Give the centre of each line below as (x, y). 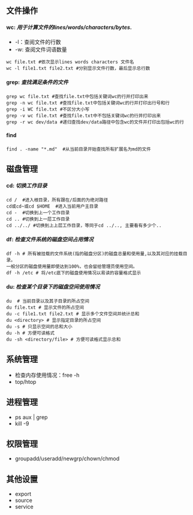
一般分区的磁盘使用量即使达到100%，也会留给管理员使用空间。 (72, 267)
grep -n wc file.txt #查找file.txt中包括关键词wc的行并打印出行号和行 (88, 103)
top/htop (25, 381)
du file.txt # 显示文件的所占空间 (45, 307)
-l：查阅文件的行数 (38, 42)
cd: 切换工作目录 (27, 185)
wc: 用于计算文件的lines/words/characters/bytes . (69, 27)
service (24, 507)
